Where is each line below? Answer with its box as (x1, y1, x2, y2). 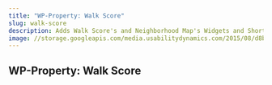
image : (8, 34, 31, 42)
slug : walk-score (8, 19, 67, 27)
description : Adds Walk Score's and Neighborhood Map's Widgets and (8, 26, 244, 34)
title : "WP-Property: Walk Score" (8, 11, 125, 20)
